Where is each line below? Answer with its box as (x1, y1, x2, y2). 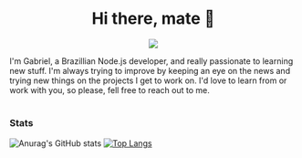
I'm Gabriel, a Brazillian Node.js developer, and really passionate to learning (9, 55, 294, 67)
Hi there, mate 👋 (91, 8, 215, 29)
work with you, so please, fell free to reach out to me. (9, 84, 210, 95)
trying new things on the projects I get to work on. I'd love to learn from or (9, 75, 287, 86)
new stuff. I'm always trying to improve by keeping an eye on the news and (9, 65, 290, 76)
